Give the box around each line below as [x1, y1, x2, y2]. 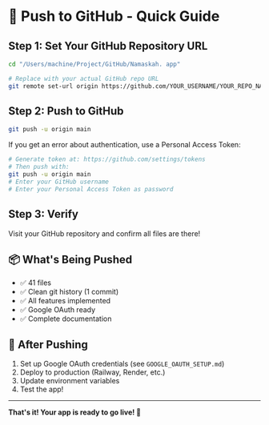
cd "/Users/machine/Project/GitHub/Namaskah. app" [8, 60, 181, 68]
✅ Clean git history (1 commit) [19, 287, 118, 297]
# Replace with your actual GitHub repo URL [8, 74, 159, 82]
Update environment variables [19, 376, 120, 386]
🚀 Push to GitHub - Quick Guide [8, 7, 220, 26]
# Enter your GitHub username [8, 178, 110, 186]
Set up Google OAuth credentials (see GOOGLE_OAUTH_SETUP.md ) [19, 359, 225, 369]
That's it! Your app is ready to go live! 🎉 [8, 407, 142, 417]
